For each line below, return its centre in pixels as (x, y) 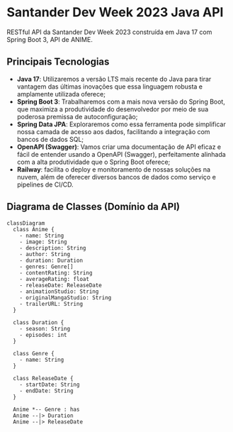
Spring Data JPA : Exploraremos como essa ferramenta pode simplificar (121, 124)
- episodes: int (44, 335)
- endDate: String (46, 391)
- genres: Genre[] (46, 267)
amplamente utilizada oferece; (61, 94)
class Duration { (39, 322)
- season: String (45, 328)
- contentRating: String (56, 273)
